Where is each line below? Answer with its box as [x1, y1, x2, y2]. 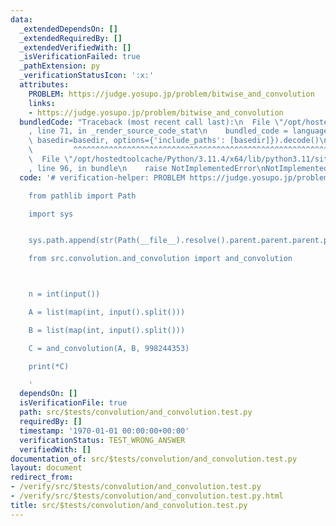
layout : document [10, 463, 83, 473]
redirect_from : [10, 472, 74, 483]
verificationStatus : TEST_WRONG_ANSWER [19, 435, 186, 445]
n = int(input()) [28, 289, 101, 300]
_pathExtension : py [19, 61, 101, 71]
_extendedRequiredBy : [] [19, 33, 123, 43]
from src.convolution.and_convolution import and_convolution [28, 254, 293, 264]
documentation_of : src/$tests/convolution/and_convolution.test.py [10, 454, 298, 464]
